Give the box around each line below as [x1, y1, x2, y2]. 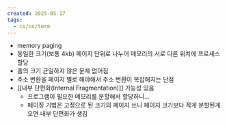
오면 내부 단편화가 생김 [27, 110, 88, 118]
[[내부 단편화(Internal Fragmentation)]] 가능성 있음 [16, 84, 155, 92]
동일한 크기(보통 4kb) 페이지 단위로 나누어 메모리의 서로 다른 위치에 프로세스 [16, 49, 220, 58]
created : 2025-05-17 [7, 10, 66, 17]
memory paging [16, 42, 62, 50]
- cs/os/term [13, 23, 51, 29]
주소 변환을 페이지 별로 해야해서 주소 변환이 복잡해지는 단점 [16, 75, 174, 84]
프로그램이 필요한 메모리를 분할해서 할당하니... [27, 92, 150, 101]
